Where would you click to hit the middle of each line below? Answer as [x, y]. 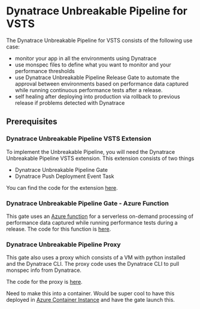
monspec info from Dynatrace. [44, 270]
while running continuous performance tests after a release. [89, 90]
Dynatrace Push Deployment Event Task [64, 176]
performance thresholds [45, 71]
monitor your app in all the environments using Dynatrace [86, 58]
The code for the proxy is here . [44, 282]
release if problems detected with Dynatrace [70, 102]
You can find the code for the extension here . [62, 187]
